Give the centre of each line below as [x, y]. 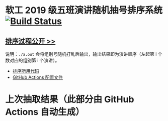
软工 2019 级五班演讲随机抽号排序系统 [84, 10]
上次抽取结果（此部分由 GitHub [70, 100]
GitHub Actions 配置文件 [38, 77]
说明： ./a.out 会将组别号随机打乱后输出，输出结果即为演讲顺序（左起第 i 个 [84, 54]
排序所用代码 [26, 71]
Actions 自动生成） [45, 112]
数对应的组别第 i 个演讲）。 [32, 60]
